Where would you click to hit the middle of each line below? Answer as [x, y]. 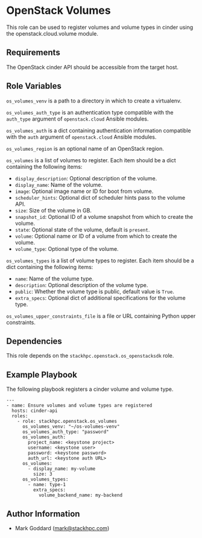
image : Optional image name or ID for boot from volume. [84, 191]
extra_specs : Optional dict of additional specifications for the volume [100, 298]
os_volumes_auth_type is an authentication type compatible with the [90, 112]
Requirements [33, 53]
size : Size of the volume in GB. [53, 210]
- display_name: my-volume [62, 469]
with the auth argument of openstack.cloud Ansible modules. [81, 137]
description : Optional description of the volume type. [81, 285]
